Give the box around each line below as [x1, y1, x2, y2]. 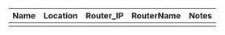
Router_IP [85, 10, 124, 21]
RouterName [131, 10, 181, 21]
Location [43, 10, 78, 21]
